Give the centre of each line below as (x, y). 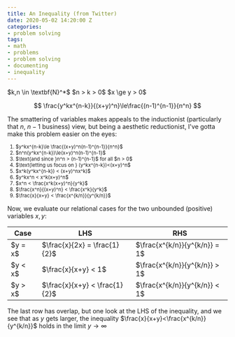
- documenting (28, 66)
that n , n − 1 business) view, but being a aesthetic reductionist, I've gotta (111, 126)
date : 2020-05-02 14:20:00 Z (50, 20)
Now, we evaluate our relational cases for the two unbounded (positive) (110, 208)
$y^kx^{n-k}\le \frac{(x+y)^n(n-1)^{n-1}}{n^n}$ (70, 147)
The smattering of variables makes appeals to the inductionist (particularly (114, 119)
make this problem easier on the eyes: (62, 134)
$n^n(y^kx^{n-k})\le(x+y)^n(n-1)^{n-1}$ (61, 153)
